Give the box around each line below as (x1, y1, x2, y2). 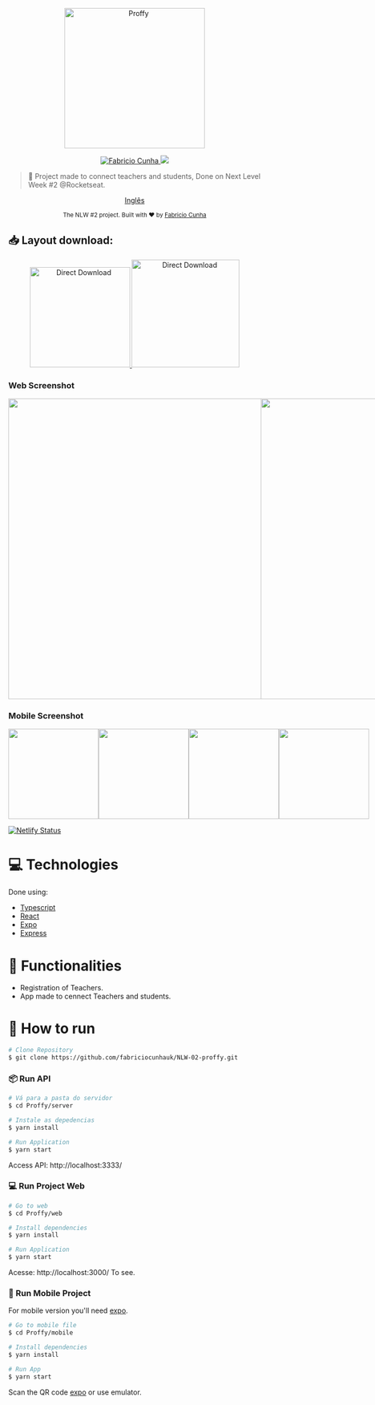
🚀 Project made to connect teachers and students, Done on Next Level (27, 172, 261, 180)
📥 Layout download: (8, 233, 114, 248)
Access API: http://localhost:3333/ (8, 1160, 123, 1170)
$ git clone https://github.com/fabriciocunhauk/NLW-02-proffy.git (8, 1054, 239, 1062)
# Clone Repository (8, 1047, 74, 1055)
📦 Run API (8, 1073, 51, 1084)
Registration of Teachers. (19, 983, 104, 993)
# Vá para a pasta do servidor (8, 1095, 113, 1103)
